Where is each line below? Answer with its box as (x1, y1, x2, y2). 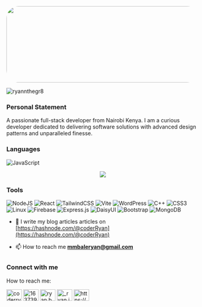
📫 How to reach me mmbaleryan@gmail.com (15, 243, 133, 250)
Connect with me (6, 263, 58, 272)
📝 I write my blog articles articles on (15, 218, 106, 225)
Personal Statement (6, 103, 67, 111)
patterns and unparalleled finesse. (6, 130, 93, 137)
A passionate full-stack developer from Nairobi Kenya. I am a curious (6, 117, 180, 124)
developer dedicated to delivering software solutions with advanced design (6, 123, 196, 131)
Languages (6, 145, 41, 153)
